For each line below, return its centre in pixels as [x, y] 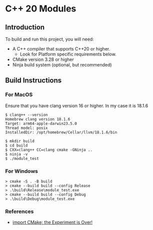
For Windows [22, 171]
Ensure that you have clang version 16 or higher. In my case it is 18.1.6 [77, 105]
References [19, 211]
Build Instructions [33, 80]
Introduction [25, 27]
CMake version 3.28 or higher [43, 59]
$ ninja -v [16, 154]
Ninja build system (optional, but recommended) [62, 65]
